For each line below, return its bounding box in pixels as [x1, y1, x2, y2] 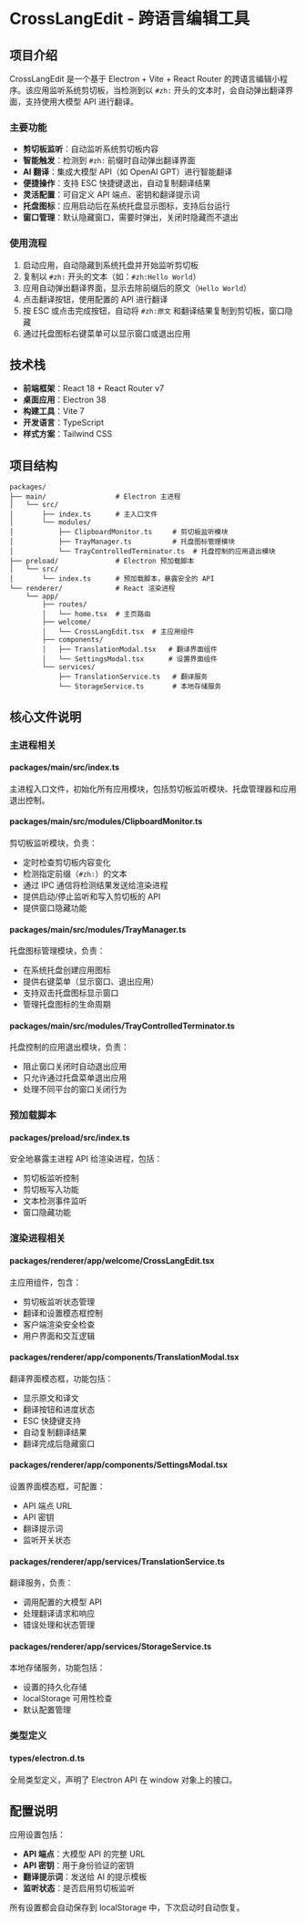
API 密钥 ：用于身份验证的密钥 [22, 1860, 135, 1871]
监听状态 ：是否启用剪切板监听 [22, 1883, 135, 1894]
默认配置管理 [22, 1704, 71, 1715]
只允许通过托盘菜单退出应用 [22, 1072, 127, 1083]
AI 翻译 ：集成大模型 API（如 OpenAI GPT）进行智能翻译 [22, 166, 233, 178]
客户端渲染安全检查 [22, 1318, 96, 1329]
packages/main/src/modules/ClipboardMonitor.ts [9, 816, 203, 827]
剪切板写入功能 [22, 1184, 79, 1195]
